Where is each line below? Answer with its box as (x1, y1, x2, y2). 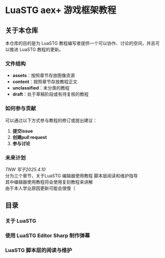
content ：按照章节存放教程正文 (12, 78, 77, 85)
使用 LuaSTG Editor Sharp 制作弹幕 (5, 232, 90, 239)
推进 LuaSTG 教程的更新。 (9, 46, 63, 52)
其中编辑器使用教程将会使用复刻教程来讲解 (5, 178, 93, 185)
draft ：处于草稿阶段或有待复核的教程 (12, 91, 89, 97)
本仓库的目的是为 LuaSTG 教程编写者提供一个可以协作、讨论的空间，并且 (5, 40, 155, 46)
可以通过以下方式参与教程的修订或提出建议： (5, 117, 97, 123)
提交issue (12, 128, 33, 134)
